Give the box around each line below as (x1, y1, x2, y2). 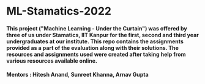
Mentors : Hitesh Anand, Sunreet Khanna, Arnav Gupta (6, 71, 149, 79)
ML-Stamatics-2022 (6, 4, 112, 18)
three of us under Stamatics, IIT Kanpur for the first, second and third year (6, 31, 199, 38)
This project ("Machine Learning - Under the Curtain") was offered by (6, 24, 188, 32)
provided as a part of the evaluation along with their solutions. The (6, 44, 179, 51)
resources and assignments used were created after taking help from (6, 51, 186, 58)
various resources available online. (6, 57, 98, 65)
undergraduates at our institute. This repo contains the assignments (6, 38, 184, 45)
